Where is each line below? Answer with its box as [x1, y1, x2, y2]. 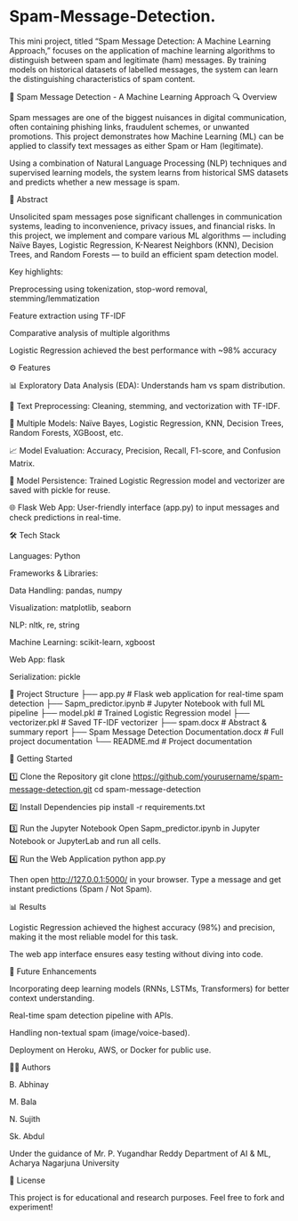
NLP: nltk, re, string [9, 619, 80, 630]
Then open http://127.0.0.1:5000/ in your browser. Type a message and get [9, 873, 282, 884]
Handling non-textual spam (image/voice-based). [9, 1027, 190, 1037]
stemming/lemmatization [9, 292, 100, 304]
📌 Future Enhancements [9, 965, 97, 977]
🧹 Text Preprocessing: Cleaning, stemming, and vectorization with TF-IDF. [9, 400, 280, 411]
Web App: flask [9, 653, 66, 665]
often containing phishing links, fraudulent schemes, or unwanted [9, 121, 250, 132]
